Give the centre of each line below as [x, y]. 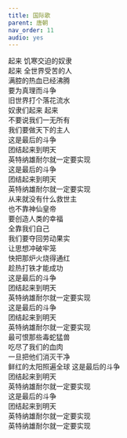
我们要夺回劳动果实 [39, 238]
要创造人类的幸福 [36, 219]
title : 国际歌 [29, 15]
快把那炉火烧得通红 [39, 258]
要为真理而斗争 [32, 91]
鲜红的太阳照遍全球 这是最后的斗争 [64, 367]
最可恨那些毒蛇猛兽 [39, 337]
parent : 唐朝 [28, 23]
